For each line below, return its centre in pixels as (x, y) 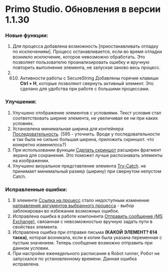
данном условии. (31, 248)
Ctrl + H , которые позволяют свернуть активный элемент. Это (87, 83)
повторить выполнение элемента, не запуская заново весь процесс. (86, 67)
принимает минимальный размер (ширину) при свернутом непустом (87, 171)
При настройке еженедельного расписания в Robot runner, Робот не (86, 253)
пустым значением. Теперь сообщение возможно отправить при (82, 243)
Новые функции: (27, 35)
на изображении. (31, 160)
